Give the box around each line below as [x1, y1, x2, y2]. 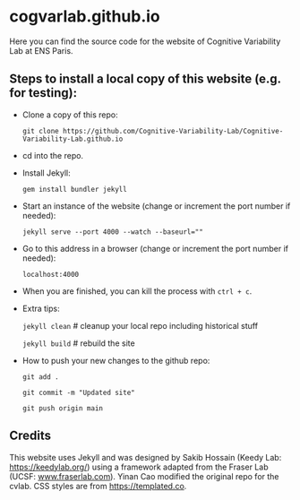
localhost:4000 [21, 270, 80, 279]
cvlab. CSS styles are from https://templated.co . [9, 480, 187, 491]
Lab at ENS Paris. [9, 45, 73, 56]
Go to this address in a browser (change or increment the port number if [21, 243, 289, 254]
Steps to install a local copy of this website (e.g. [9, 72, 281, 87]
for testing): [9, 85, 78, 100]
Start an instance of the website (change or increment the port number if [21, 200, 291, 211]
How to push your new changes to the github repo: [21, 355, 210, 366]
